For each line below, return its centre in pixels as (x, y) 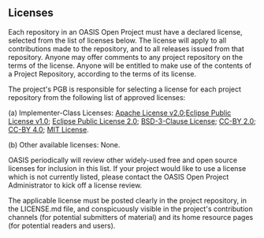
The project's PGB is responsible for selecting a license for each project (125, 89)
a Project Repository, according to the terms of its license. (102, 73)
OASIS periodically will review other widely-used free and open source (123, 160)
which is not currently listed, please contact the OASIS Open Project (119, 177)
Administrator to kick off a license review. (75, 185)
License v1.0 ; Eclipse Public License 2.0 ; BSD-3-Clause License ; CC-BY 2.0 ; (132, 121)
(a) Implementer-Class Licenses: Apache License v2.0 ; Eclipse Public (120, 113)
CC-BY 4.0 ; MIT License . (48, 129)
